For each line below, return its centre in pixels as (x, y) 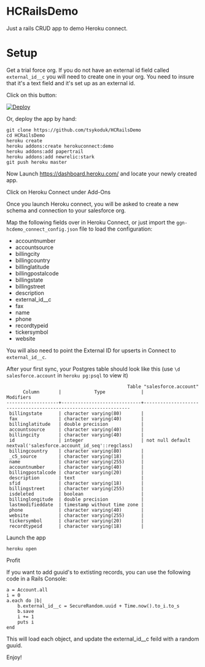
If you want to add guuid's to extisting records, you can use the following (99, 572)
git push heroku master (37, 162)
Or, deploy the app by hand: (41, 118)
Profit (13, 560)
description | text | (76, 478)
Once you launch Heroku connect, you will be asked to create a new (93, 204)
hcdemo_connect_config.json (42, 229)
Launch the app (26, 538)
